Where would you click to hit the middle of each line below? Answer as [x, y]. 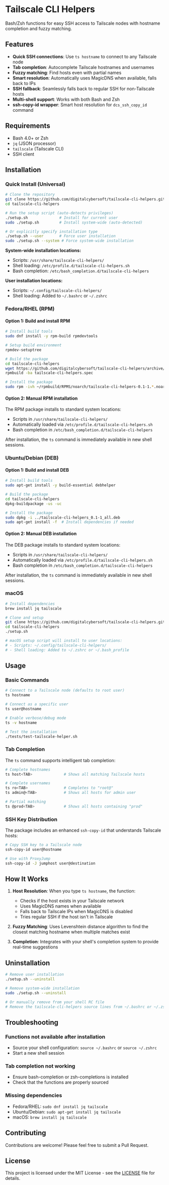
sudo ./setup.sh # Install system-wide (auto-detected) [74, 223]
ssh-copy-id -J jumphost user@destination [50, 863]
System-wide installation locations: [43, 251]
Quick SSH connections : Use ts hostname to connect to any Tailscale [84, 56]
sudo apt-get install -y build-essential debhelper [60, 485]
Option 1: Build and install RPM [38, 321]
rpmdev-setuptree [23, 350]
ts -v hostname [21, 723]
